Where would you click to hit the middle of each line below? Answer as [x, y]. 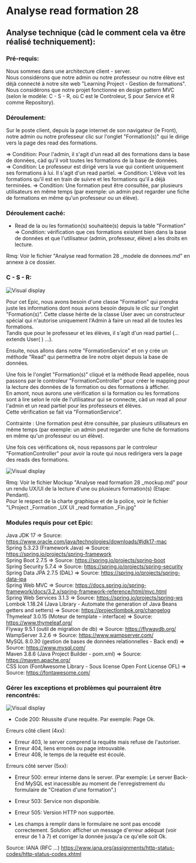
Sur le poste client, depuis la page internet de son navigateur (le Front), [92, 130]
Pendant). [18, 495]
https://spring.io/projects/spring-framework [59, 554]
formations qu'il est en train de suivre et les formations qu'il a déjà [86, 179]
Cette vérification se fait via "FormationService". [64, 412]
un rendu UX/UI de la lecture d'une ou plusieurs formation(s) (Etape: [88, 488]
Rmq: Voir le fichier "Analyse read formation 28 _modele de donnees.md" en [98, 256]
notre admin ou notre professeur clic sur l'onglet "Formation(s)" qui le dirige [97, 137]
